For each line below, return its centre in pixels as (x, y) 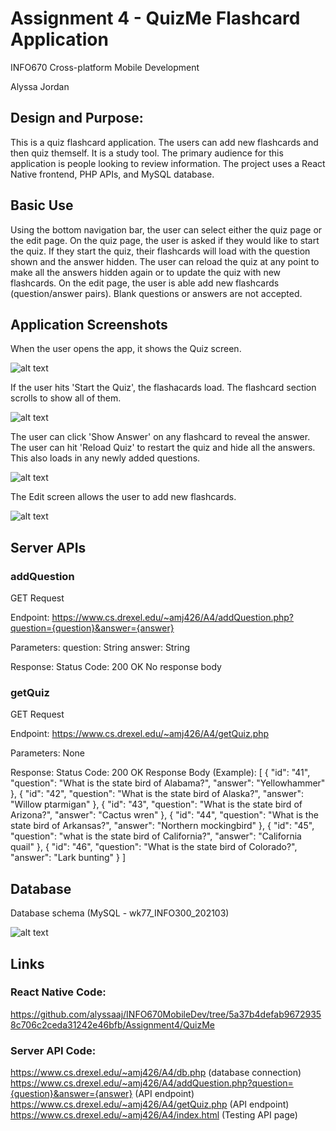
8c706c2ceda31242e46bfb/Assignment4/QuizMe (112, 1024)
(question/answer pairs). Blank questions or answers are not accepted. (156, 293)
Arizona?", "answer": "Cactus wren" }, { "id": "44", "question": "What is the (164, 815)
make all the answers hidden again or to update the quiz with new (146, 272)
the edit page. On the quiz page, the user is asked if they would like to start (165, 240)
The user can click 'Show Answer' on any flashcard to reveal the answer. (160, 437)
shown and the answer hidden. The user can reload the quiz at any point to (165, 261)
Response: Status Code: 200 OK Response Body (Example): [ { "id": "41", (160, 773)
